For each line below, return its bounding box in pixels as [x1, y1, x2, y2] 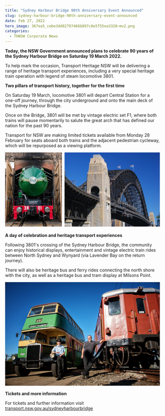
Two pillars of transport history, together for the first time [5, 83, 125, 89]
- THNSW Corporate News [9, 34, 58, 39]
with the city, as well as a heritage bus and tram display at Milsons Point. [5, 272, 152, 278]
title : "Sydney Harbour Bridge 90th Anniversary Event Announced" [5, 8, 144, 13]
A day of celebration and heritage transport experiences [5, 233, 123, 238]
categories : [5, 29, 29, 34]
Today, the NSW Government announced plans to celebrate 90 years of [5, 48, 154, 54]
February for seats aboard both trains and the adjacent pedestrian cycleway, [5, 138, 160, 143]
